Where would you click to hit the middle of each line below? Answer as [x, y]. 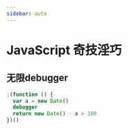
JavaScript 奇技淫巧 [64, 50]
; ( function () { [30, 95]
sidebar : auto [27, 14]
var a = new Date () [41, 101]
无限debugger [37, 78]
